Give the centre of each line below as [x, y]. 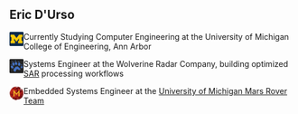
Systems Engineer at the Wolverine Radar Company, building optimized [156, 63]
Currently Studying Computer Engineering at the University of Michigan [157, 36]
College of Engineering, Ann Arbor [88, 46]
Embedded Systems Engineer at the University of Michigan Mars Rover [155, 90]
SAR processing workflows [74, 73]
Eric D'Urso [42, 15]
